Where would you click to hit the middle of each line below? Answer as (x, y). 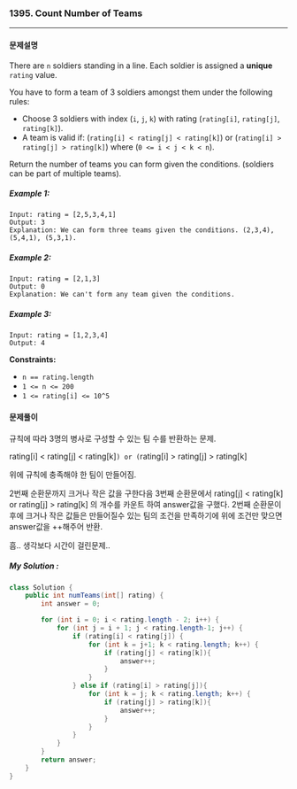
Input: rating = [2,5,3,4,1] (63, 215)
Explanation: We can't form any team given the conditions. (122, 295)
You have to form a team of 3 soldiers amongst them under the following (141, 92)
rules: (19, 101)
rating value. (33, 74)
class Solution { (41, 587)
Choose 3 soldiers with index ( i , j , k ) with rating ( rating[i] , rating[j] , (151, 119)
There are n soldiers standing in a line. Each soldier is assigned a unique (141, 66)
